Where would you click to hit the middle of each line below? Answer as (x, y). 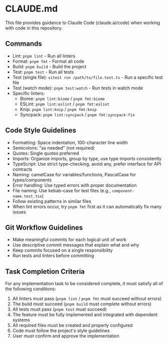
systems (21, 320)
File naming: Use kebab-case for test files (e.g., (62, 190)
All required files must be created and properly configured (72, 325)
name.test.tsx (27, 196)
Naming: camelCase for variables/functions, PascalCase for (74, 174)
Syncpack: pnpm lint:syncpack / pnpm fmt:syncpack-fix (77, 114)
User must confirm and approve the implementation (66, 336)
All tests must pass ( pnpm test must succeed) (59, 309)
